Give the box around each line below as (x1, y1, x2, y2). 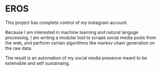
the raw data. (5, 45, 32, 51)
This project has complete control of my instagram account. (5, 19, 128, 25)
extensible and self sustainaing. (5, 60, 70, 66)
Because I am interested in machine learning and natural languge (5, 29, 139, 35)
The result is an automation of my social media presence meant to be (5, 54, 148, 60)
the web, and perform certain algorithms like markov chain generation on (5, 39, 156, 45)
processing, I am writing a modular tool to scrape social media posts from (5, 34, 156, 40)
